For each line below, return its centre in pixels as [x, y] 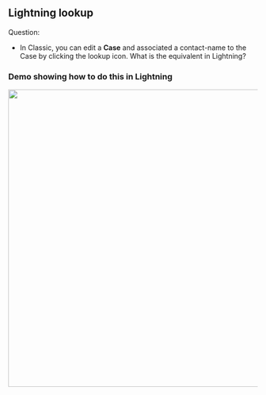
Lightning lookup [51, 13]
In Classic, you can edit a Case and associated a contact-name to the [133, 48]
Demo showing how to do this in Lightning [90, 76]
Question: [24, 32]
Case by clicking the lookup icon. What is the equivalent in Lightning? [133, 56]
